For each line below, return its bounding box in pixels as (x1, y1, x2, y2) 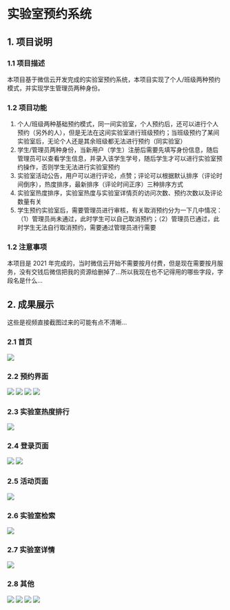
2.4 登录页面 (7, 441, 50, 451)
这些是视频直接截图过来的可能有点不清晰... (7, 318, 127, 326)
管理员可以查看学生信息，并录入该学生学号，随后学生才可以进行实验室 (17, 155, 217, 163)
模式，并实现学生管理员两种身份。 (7, 83, 104, 92)
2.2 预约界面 (7, 371, 49, 381)
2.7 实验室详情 (7, 544, 55, 554)
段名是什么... (7, 277, 43, 285)
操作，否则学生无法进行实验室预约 (23, 163, 121, 171)
